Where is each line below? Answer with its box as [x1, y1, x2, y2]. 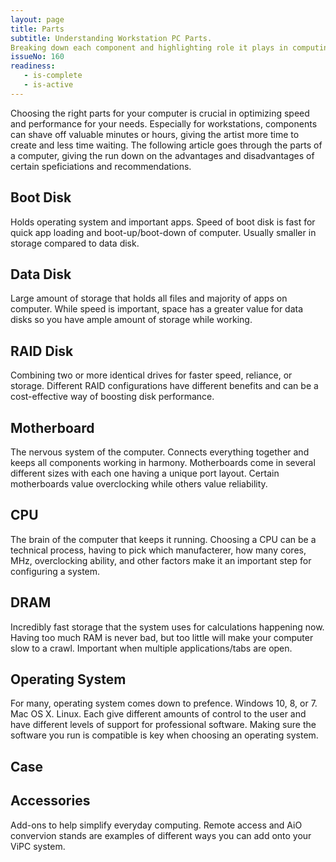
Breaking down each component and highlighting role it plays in [10, 42, 288, 53]
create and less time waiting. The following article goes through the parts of [10, 139, 323, 151]
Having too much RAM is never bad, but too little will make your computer [10, 631, 314, 643]
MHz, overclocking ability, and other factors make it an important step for [10, 554, 312, 566]
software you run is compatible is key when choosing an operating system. [10, 729, 319, 741]
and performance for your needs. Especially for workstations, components [10, 117, 318, 130]
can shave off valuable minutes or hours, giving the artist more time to [10, 128, 300, 140]
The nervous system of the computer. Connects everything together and [10, 446, 310, 458]
